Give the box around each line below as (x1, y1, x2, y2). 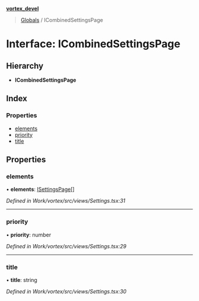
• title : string (6, 276, 37, 283)
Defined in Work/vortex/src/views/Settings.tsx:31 (6, 197, 126, 204)
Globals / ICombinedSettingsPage (20, 17, 104, 23)
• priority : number (6, 231, 52, 238)
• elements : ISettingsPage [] (6, 186, 75, 193)
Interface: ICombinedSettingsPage (6, 37, 181, 51)
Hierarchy (6, 60, 44, 71)
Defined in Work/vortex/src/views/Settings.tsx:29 (6, 242, 127, 249)
